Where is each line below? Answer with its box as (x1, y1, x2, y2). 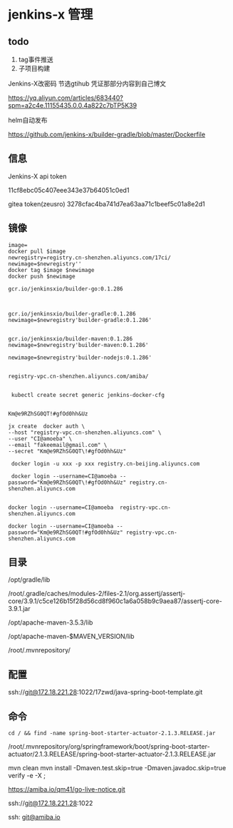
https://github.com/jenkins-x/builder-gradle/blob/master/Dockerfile (8, 130, 206, 138)
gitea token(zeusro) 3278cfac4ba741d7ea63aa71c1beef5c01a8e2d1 (8, 199, 205, 208)
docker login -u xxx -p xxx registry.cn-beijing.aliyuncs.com (11, 460, 200, 468)
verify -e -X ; (8, 772, 46, 780)
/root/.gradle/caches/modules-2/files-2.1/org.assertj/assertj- (8, 590, 186, 598)
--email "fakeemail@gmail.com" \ (8, 441, 108, 448)
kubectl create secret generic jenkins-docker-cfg (11, 391, 165, 398)
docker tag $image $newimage (8, 266, 95, 273)
